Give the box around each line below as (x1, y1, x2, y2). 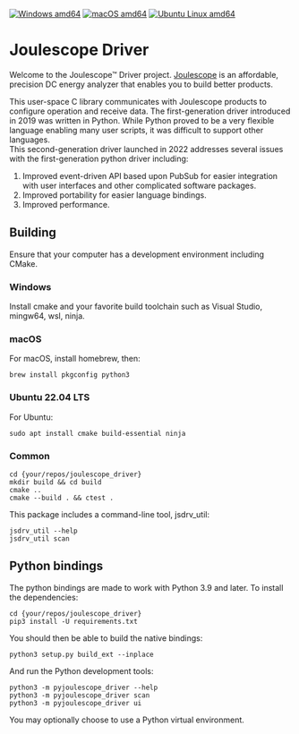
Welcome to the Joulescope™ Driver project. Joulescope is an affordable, (9, 69, 279, 80)
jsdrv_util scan (9, 533, 70, 543)
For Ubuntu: (9, 412, 54, 422)
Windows (9, 280, 52, 293)
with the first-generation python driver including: (9, 153, 189, 164)
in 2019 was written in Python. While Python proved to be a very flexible (9, 115, 275, 125)
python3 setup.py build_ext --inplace (9, 650, 154, 659)
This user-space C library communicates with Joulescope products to (9, 96, 267, 107)
